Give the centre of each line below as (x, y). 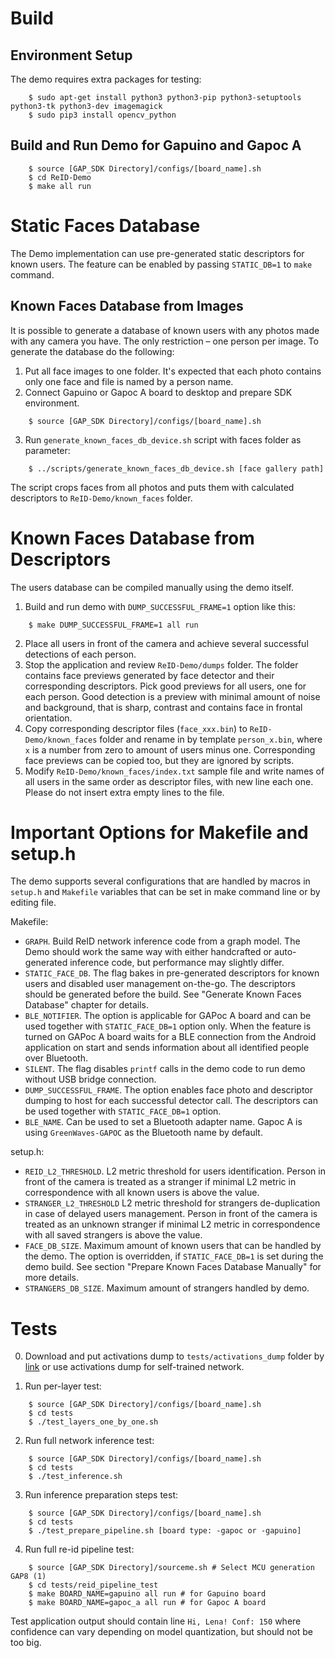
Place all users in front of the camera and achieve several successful (166, 643)
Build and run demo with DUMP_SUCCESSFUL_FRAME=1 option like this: (160, 606)
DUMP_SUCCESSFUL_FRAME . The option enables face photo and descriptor (168, 1090)
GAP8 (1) (28, 1577)
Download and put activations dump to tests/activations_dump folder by (174, 1356)
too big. (26, 1643)
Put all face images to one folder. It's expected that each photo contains (173, 371)
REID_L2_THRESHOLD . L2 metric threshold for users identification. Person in (175, 1171)
